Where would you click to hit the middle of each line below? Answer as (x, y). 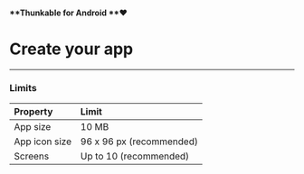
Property (33, 111)
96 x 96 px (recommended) (139, 142)
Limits (24, 88)
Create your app (71, 49)
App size (33, 126)
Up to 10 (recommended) (135, 156)
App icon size (43, 142)
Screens (32, 156)
